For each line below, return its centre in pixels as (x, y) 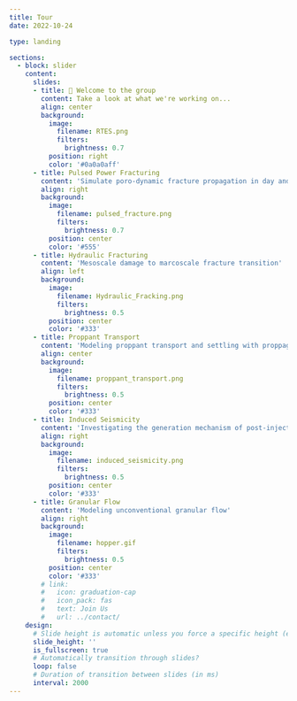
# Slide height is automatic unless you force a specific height (155, 634)
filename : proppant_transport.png (120, 378)
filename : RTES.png (92, 132)
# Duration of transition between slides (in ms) (126, 675)
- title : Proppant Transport (86, 337)
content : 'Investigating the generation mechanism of (142, 428)
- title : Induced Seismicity (86, 420)
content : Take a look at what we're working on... (136, 98)
